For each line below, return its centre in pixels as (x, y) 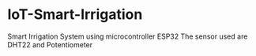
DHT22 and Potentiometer (50, 44)
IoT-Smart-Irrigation (75, 15)
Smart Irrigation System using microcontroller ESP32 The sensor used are (128, 36)
